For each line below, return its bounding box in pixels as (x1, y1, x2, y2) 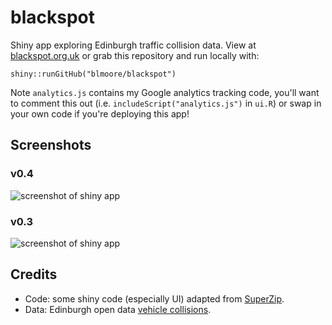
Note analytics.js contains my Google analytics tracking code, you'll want (10, 86, 320, 98)
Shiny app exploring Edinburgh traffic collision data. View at (10, 39, 257, 51)
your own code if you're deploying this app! (10, 107, 190, 120)
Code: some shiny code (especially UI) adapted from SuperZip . (24, 292, 285, 305)
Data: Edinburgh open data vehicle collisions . (24, 303, 212, 315)
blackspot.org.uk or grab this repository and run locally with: (10, 49, 260, 61)
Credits (10, 266, 58, 283)
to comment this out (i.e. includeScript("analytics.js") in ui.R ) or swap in (10, 97, 322, 109)
